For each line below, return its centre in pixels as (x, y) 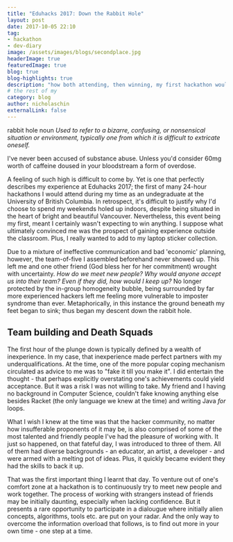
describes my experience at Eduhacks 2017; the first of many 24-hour (107, 186)
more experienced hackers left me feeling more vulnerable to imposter (108, 296)
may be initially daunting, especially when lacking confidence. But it (104, 501)
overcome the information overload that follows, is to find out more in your (113, 523)
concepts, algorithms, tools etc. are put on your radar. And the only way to (113, 516)
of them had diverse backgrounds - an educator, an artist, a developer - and (116, 451)
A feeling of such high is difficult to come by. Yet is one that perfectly (106, 179)
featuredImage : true (37, 65)
